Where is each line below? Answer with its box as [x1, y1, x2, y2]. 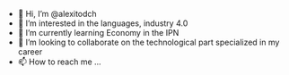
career [17, 46, 43, 57]
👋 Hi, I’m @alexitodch [17, 9, 97, 19]
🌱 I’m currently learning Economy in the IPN [17, 28, 180, 37]
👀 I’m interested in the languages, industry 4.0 [17, 18, 188, 29]
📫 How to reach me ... [17, 56, 101, 67]
